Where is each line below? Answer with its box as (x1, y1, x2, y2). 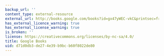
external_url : (5, 16, 34, 21)
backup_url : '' (5, 7, 36, 12)
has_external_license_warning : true (5, 25, 80, 30)
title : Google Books (5, 39, 47, 44)
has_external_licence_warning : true (5, 20, 80, 26)
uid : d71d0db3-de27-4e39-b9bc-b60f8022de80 (5, 43, 95, 48)
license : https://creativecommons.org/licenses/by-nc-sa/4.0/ (5, 35, 134, 39)
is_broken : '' (5, 30, 34, 35)
